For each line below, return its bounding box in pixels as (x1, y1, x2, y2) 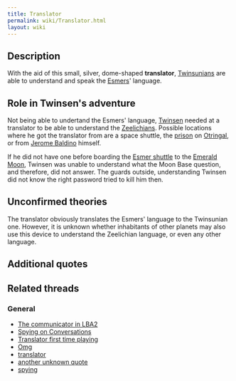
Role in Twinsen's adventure (7, 97, 136, 109)
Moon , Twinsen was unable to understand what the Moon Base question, (7, 160, 222, 168)
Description (7, 50, 60, 62)
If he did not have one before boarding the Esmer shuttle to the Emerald (7, 152, 218, 161)
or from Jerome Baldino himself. (7, 139, 102, 147)
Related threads (7, 282, 80, 294)
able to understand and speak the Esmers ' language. (7, 76, 162, 85)
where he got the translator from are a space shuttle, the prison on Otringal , (7, 131, 230, 140)
